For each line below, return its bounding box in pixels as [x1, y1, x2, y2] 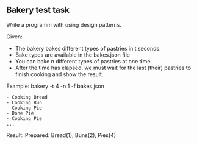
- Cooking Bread [6, 94, 48, 100]
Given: [6, 33, 23, 40]
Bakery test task [6, 5, 70, 15]
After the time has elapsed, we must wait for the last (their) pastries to [15, 64, 191, 71]
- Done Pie [6, 110, 34, 116]
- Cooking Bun [6, 99, 43, 105]
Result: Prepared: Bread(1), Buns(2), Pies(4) [6, 131, 116, 139]
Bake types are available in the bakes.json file [15, 51, 130, 58]
